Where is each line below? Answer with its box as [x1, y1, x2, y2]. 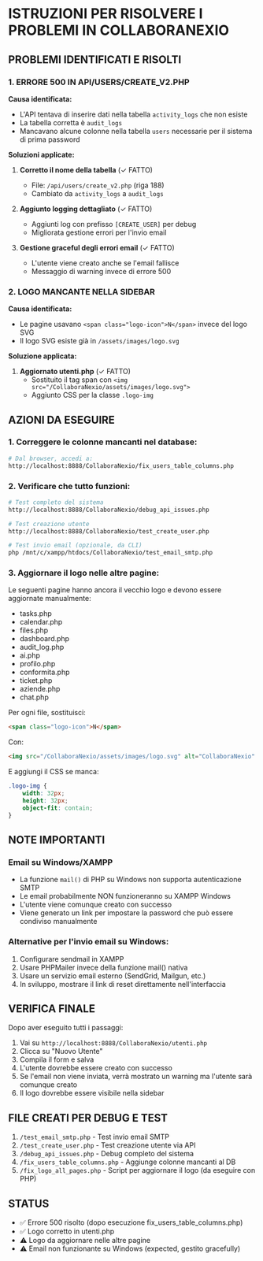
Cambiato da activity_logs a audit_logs [31, 188, 164, 198]
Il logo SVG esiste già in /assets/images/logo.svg [19, 336, 180, 346]
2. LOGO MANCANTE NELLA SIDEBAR [8, 286, 156, 297]
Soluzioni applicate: [8, 150, 75, 159]
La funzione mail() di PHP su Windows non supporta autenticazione [19, 875, 242, 885]
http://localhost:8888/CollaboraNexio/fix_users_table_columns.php [8, 462, 235, 469]
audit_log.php [19, 643, 65, 652]
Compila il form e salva [19, 1055, 94, 1064]
